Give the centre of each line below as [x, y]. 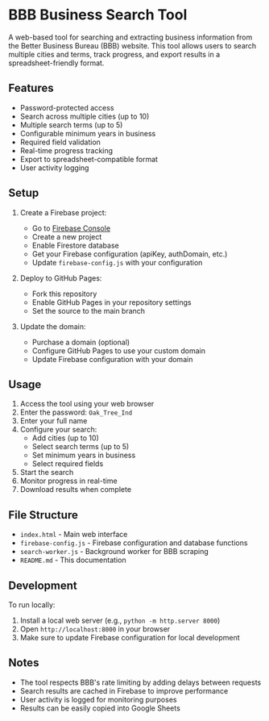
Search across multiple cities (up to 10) [85, 116]
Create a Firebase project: [63, 212]
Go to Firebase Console [71, 228]
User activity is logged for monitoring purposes [98, 699]
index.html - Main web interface [74, 535]
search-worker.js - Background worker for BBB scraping [114, 552]
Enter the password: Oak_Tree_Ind [76, 412]
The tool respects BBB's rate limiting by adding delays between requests [141, 682]
